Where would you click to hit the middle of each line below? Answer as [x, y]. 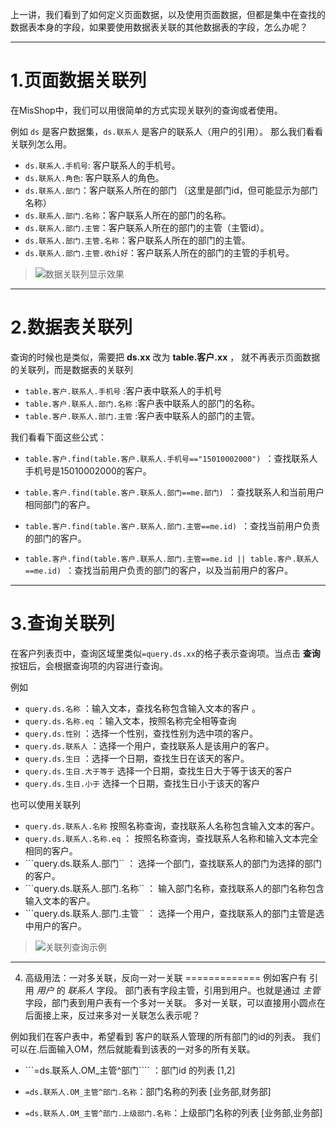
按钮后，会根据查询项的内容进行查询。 [89, 665]
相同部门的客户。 [60, 504]
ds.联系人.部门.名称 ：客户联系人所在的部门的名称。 [128, 215]
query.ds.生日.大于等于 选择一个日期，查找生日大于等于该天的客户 [158, 770]
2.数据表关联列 [71, 327]
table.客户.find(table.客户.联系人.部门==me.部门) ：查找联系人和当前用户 [174, 492]
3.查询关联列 [62, 624]
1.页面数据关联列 [78, 80]
